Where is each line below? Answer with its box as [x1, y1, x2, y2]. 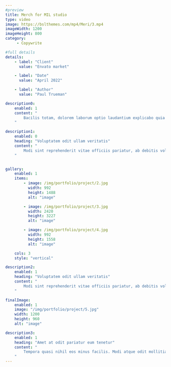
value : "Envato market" [18, 64, 70, 69]
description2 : [5, 265, 36, 270]
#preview [5, 7, 24, 13]
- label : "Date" [14, 73, 49, 78]
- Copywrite [16, 41, 42, 46]
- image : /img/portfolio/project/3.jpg [23, 204, 108, 209]
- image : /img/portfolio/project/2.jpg [23, 181, 108, 186]
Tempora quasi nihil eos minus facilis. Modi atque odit [23, 349, 147, 354]
